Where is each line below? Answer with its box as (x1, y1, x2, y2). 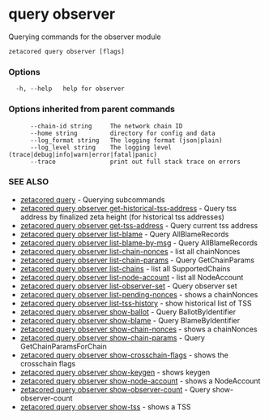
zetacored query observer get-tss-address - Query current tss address (19, 220, 258, 230)
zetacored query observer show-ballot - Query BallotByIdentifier (19, 306, 237, 317)
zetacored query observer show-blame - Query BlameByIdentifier (19, 315, 241, 325)
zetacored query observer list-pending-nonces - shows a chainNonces (19, 289, 258, 299)
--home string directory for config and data (29, 129, 216, 137)
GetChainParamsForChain (19, 341, 108, 351)
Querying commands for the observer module (8, 32, 162, 41)
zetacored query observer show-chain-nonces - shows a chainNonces (19, 324, 258, 334)
